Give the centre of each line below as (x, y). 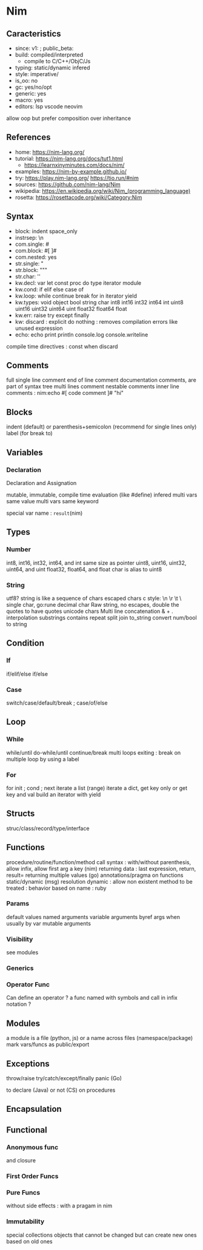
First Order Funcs (32, 1176)
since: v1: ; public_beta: (44, 48)
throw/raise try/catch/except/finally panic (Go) (64, 1078)
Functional (27, 1130)
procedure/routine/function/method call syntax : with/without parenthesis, (99, 862)
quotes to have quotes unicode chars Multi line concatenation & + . (90, 611)
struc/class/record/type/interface (48, 828)
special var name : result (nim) (45, 513)
